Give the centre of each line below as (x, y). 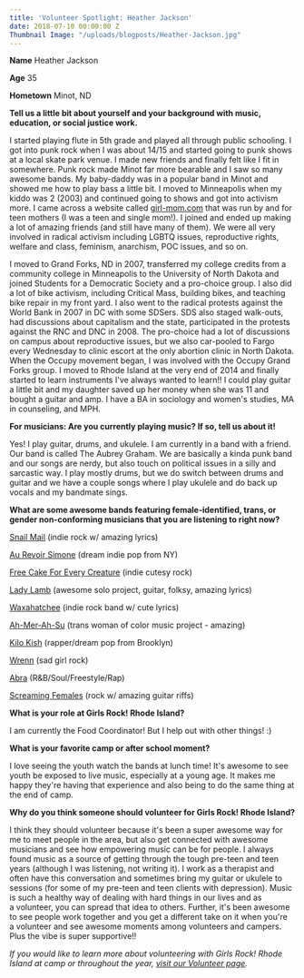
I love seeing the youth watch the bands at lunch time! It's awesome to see (149, 766)
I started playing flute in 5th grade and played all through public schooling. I (151, 141)
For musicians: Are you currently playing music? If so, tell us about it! (142, 427)
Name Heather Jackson (54, 61)
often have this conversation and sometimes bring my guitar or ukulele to (146, 878)
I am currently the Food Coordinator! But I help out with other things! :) (141, 731)
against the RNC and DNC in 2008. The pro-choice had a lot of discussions (150, 331)
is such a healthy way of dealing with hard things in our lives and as (136, 898)
